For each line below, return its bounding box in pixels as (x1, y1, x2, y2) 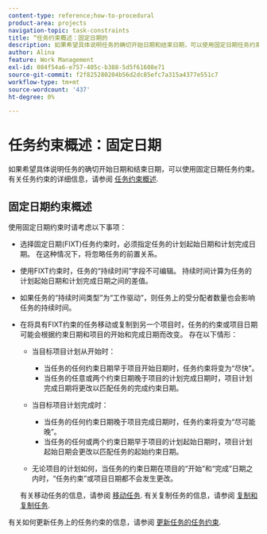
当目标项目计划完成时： (31, 400, 109, 409)
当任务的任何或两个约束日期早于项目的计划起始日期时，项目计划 (43, 437, 253, 446)
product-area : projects (8, 19, 87, 27)
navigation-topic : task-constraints (8, 26, 130, 34)
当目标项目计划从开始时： (31, 346, 116, 356)
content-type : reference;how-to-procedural (8, 11, 155, 20)
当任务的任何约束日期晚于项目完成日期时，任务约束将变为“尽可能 (43, 417, 256, 426)
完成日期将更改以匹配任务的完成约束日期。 (43, 383, 184, 393)
